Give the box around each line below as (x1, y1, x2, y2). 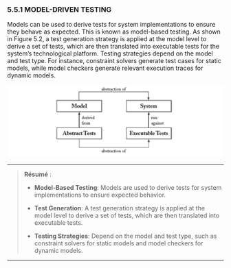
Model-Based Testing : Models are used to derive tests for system (34, 184, 222, 192)
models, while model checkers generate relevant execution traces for (7, 64, 203, 73)
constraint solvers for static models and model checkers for (34, 239, 203, 247)
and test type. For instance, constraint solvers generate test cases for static (7, 57, 221, 65)
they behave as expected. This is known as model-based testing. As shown (7, 27, 221, 36)
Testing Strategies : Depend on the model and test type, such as (34, 232, 217, 241)
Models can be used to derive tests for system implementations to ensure (7, 21, 216, 29)
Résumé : (23, 170, 52, 179)
